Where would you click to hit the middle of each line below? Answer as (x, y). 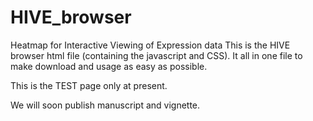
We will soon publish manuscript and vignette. (105, 105)
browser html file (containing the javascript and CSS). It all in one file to (156, 55)
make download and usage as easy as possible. (109, 66)
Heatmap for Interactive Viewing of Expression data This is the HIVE (150, 45)
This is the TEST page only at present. (89, 85)
